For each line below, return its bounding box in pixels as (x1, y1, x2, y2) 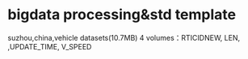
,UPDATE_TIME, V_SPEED (7, 41, 92, 51)
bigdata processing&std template (7, 6, 237, 24)
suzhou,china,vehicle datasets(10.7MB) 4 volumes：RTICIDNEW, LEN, (7, 33, 240, 42)
